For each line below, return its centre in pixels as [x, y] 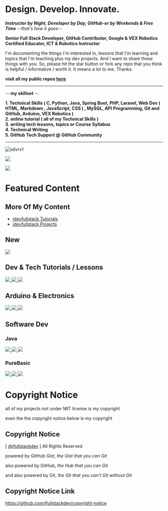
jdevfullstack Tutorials [35, 218]
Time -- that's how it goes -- [34, 28]
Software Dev [27, 324]
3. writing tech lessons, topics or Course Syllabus [58, 124]
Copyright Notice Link [40, 491]
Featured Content [42, 188]
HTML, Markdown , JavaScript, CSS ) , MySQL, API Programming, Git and [82, 108]
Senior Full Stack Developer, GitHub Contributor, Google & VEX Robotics [81, 38]
